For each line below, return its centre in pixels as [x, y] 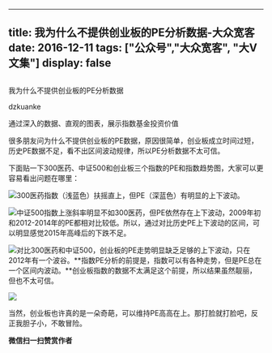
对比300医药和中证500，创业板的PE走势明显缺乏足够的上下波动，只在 [134, 250]
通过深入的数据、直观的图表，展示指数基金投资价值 [93, 123]
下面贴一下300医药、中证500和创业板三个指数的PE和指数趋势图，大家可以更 [136, 168]
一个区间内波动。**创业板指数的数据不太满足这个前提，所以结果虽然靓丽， [133, 270]
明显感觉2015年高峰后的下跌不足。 [73, 233]
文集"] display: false [60, 63]
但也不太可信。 [33, 280]
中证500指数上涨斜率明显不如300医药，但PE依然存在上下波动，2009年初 [139, 213]
